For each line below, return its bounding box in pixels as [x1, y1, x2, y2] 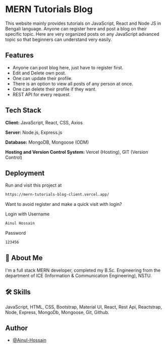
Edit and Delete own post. [12, 70, 67, 76]
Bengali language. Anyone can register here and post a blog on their [5, 25, 147, 31]
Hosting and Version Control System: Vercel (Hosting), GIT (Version [5, 149, 148, 155]
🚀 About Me [5, 254, 43, 263]
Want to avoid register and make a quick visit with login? [5, 201, 122, 207]
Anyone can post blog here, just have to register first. [12, 64, 124, 70]
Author [5, 324, 28, 332]
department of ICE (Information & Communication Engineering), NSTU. [5, 272, 152, 279]
